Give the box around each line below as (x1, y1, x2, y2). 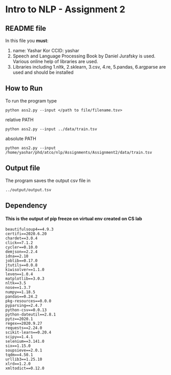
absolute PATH (5, 135, 37, 141)
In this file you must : (5, 37, 49, 44)
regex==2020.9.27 (5, 321, 42, 326)
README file (5, 24, 47, 33)
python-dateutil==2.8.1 (5, 312, 56, 317)
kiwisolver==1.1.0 (5, 267, 45, 273)
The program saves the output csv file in (5, 177, 91, 183)
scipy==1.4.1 (5, 335, 33, 340)
